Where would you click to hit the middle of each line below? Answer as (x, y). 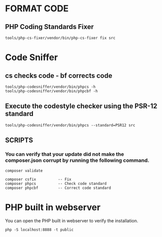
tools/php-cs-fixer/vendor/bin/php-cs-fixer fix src (60, 38)
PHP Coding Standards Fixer (49, 27)
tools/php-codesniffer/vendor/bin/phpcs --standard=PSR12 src (70, 125)
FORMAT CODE (37, 9)
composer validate (24, 171)
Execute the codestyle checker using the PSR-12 (81, 106)
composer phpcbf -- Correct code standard (58, 188)
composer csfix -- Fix (38, 179)
